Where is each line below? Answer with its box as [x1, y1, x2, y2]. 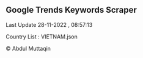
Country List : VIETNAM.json [5, 33, 78, 40]
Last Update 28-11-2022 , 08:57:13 [5, 21, 93, 28]
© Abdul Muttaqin [5, 45, 51, 52]
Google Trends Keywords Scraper [5, 5, 137, 15]
